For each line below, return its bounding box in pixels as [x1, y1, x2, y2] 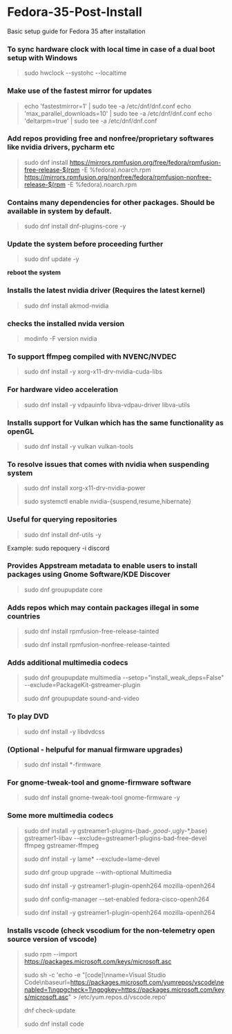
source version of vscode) [7, 934, 97, 944]
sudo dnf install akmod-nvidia [23, 301, 109, 310]
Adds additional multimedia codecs [7, 658, 129, 668]
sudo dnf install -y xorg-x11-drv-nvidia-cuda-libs [23, 368, 163, 376]
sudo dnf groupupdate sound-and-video [23, 694, 139, 703]
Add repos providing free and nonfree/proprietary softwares [7, 134, 214, 143]
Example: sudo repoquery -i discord [7, 544, 110, 552]
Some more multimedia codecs [7, 811, 114, 821]
